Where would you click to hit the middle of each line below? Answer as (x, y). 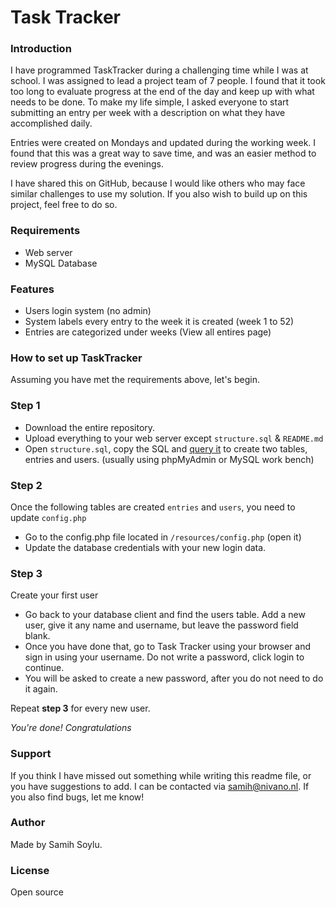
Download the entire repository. (90, 427)
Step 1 (25, 406)
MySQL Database (61, 263)
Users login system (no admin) (88, 311)
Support (31, 754)
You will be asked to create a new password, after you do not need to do (174, 678)
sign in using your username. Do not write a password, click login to (164, 657)
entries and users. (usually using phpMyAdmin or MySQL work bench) (169, 459)
